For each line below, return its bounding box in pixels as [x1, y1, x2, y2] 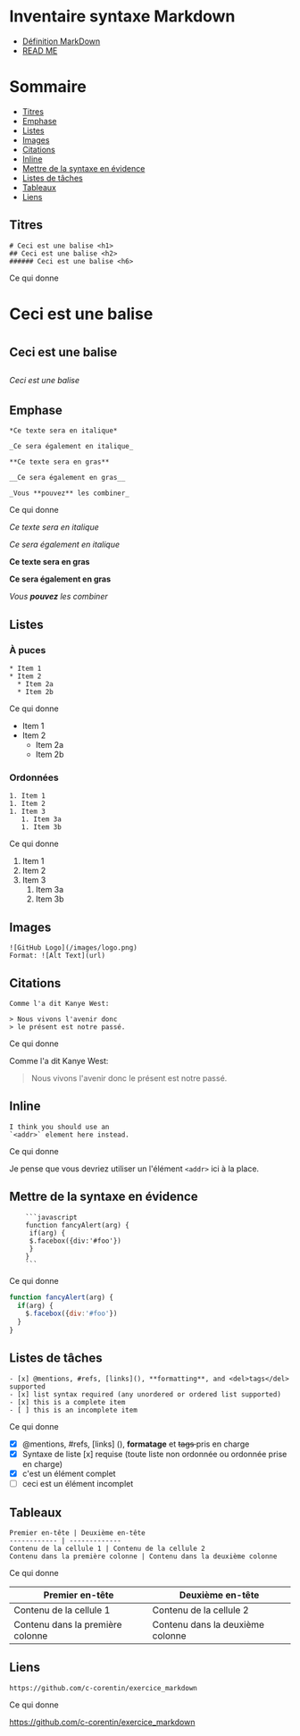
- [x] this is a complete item [9, 1397, 126, 1406]
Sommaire [9, 77, 87, 97]
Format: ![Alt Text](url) [9, 952, 105, 960]
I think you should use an [9, 1122, 110, 1131]
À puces [9, 643, 46, 656]
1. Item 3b [21, 823, 62, 832]
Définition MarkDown [21, 36, 101, 46]
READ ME [21, 45, 58, 55]
